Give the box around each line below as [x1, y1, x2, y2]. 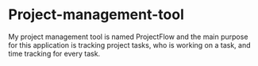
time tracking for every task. [8, 49, 101, 58]
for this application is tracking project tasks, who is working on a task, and [8, 40, 252, 49]
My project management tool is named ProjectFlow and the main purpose [8, 32, 248, 41]
